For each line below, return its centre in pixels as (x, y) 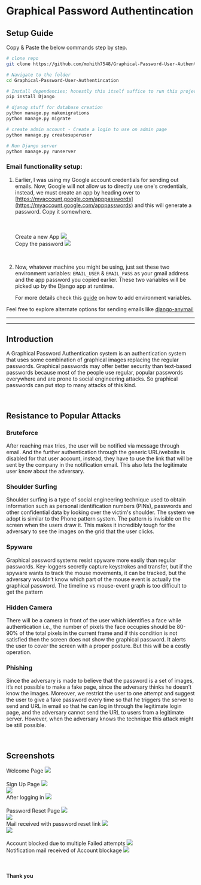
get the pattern (25, 592)
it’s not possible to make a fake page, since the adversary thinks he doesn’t (99, 687)
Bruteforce (22, 433)
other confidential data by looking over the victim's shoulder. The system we (100, 512)
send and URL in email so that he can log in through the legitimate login (94, 706)
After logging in (25, 798)
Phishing (19, 667)
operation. (19, 652)
